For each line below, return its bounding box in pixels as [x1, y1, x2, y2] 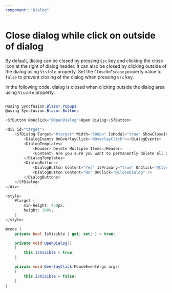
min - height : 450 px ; [24, 203, 66, 208]
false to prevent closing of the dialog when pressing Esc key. [5, 74, 134, 80]
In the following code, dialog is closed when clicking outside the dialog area [5, 84, 165, 90]
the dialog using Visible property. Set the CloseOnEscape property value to [5, 68, 162, 74]
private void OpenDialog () [14, 241, 72, 246]
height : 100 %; [24, 208, 54, 213]
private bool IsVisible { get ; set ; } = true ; [14, 231, 116, 237]
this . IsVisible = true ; [24, 250, 74, 256]
